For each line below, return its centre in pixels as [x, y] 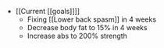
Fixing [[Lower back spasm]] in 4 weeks [92, 19]
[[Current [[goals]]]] [48, 11]
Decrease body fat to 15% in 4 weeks [87, 27]
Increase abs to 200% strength [77, 36]
